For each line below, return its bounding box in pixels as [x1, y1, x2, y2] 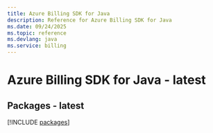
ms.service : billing [7, 42, 67, 49]
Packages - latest [7, 100, 85, 112]
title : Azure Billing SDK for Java [7, 10, 110, 17]
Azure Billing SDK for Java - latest [7, 72, 206, 88]
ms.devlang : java [7, 36, 58, 43]
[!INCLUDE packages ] [7, 118, 70, 126]
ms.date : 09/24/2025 [7, 23, 67, 30]
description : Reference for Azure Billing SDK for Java [7, 17, 172, 24]
